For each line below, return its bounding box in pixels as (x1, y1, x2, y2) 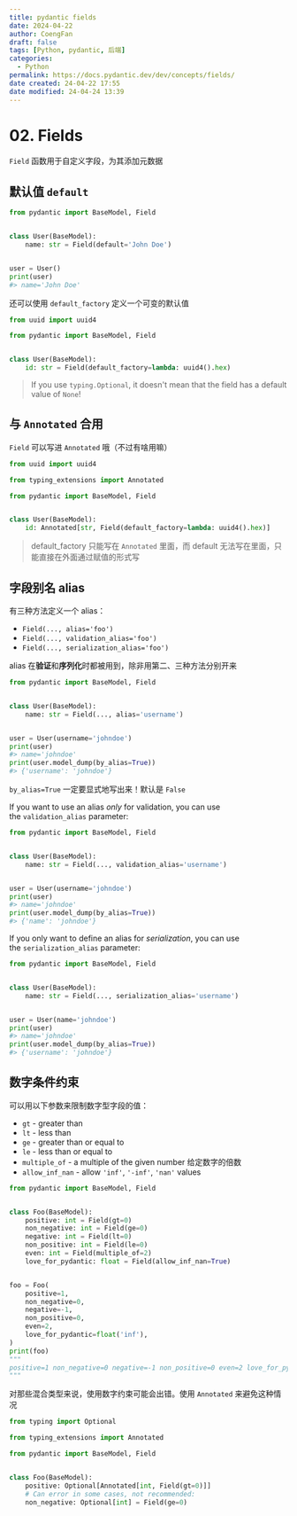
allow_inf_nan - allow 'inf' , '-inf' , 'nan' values (21, 1167, 202, 1177)
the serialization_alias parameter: (9, 942, 141, 953)
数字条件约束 (9, 1074, 80, 1090)
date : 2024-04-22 (9, 21, 73, 30)
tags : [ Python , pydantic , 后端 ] (9, 46, 126, 55)
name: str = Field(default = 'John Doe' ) (25, 240, 172, 249)
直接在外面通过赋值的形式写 (38, 551, 140, 563)
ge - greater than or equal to (21, 1137, 125, 1147)
